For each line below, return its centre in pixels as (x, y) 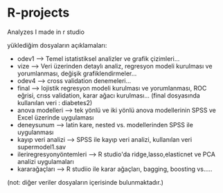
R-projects (38, 13)
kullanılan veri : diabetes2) (55, 102)
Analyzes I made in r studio (46, 32)
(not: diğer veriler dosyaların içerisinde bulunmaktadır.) (86, 182)
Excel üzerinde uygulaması (55, 117)
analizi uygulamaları (45, 161)
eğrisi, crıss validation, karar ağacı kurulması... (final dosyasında (109, 95)
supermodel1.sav (42, 147)
